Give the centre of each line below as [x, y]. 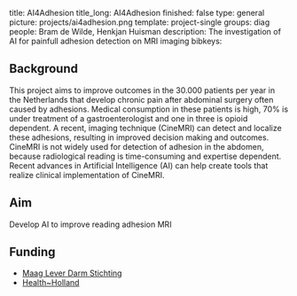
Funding [32, 252]
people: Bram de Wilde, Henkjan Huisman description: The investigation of [145, 31]
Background [43, 69]
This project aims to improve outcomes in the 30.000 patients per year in [142, 90]
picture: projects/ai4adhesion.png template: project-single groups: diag [140, 22]
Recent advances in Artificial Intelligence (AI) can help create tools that [139, 165]
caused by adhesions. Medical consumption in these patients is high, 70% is [149, 109]
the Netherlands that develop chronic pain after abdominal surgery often [141, 99]
